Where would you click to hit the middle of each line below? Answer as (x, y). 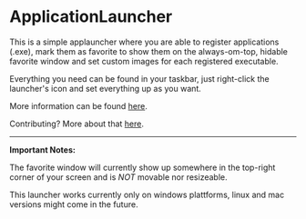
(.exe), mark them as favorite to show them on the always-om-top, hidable (149, 51)
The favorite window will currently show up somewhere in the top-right (143, 167)
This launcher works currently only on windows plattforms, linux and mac (147, 194)
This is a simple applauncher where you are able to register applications (144, 42)
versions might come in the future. (74, 204)
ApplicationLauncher (91, 17)
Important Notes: (42, 149)
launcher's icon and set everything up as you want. (106, 88)
